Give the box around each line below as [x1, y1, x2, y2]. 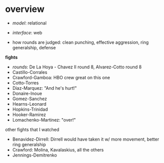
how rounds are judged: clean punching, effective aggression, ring [12, 39, 149, 45]
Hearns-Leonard [12, 101, 47, 107]
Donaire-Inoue [12, 90, 42, 96]
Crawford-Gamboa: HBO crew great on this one [12, 74, 110, 80]
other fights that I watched [5, 126, 60, 133]
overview [5, 3, 45, 15]
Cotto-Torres [12, 80, 39, 86]
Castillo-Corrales [12, 69, 48, 75]
